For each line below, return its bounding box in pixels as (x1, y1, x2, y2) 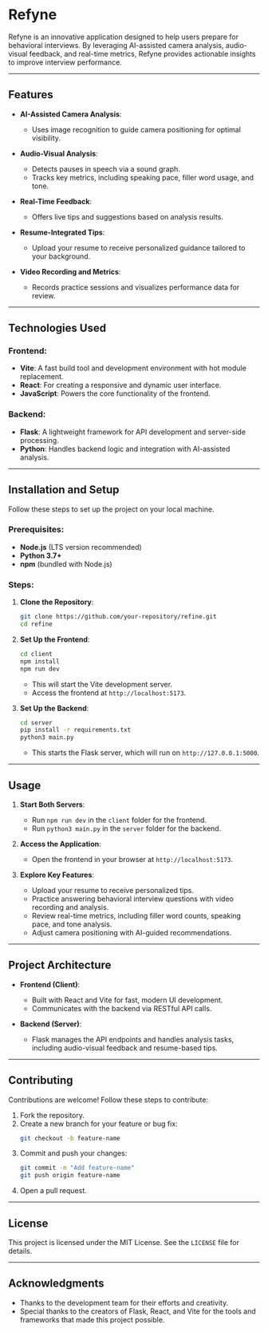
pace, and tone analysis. (31, 919, 112, 929)
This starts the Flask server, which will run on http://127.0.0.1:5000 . (31, 748, 260, 757)
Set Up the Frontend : (19, 634, 90, 644)
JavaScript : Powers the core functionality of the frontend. (19, 389, 211, 398)
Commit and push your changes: (19, 1148, 128, 1158)
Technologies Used (8, 322, 106, 335)
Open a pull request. (19, 1186, 88, 1196)
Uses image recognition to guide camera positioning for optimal (31, 125, 242, 134)
